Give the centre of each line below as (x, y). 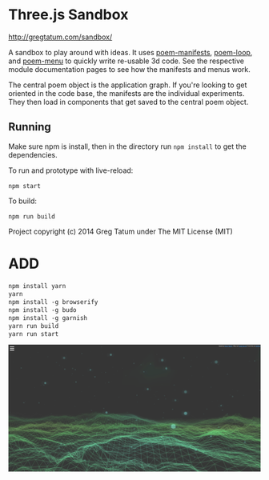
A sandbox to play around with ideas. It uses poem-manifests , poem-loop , (130, 52)
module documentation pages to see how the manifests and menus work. (129, 69)
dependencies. (33, 154)
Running (30, 127)
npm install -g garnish (48, 318)
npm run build (32, 216)
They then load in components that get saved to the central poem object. (128, 102)
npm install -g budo (43, 310)
